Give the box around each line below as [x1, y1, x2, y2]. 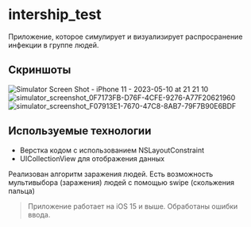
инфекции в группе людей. [8, 40, 99, 49]
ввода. [27, 210, 51, 219]
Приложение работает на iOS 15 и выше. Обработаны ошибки [27, 201, 238, 211]
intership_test [8, 6, 102, 24]
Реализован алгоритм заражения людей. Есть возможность [8, 169, 214, 179]
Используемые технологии [8, 125, 152, 138]
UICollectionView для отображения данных [19, 153, 165, 164]
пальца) [8, 186, 36, 195]
